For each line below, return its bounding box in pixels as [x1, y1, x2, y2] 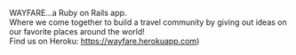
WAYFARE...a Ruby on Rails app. [9, 8, 127, 18]
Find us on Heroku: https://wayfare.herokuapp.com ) [9, 35, 200, 46]
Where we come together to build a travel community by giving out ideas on [9, 17, 287, 27]
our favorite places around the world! [9, 27, 145, 36]
